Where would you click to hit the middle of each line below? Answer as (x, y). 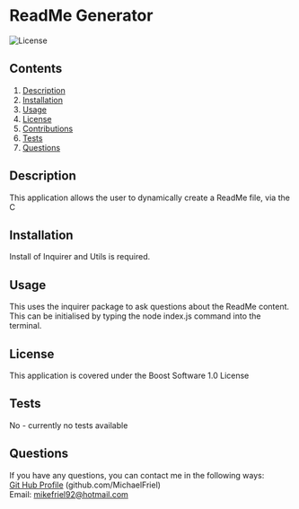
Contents (36, 69)
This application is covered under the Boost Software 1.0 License (129, 375)
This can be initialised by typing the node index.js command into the (136, 316)
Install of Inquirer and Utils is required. (80, 257)
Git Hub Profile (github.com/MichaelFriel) (85, 485)
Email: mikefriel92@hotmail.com (69, 494)
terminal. (26, 326)
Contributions (48, 128)
